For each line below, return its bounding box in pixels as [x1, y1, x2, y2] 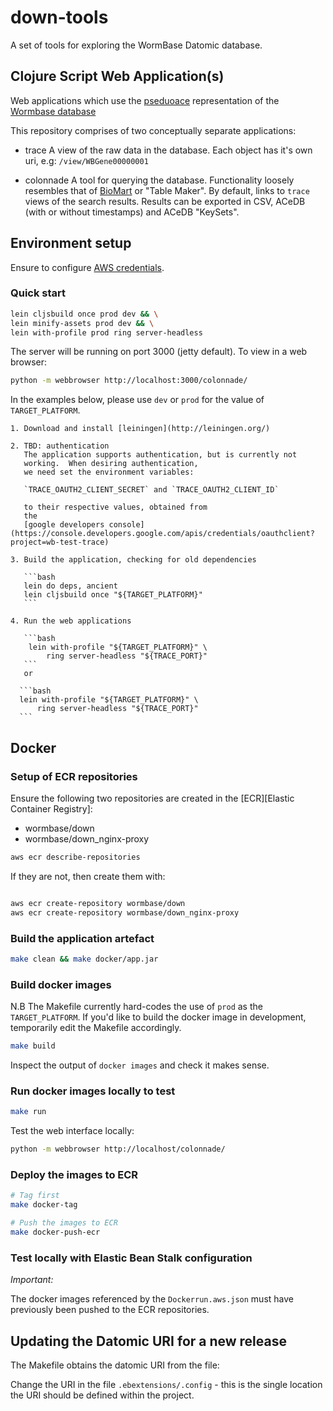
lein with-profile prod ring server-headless [10, 327, 203, 338]
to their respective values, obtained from [23, 502, 208, 513]
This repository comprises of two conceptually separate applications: [10, 124, 297, 136]
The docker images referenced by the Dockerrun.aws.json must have [10, 1293, 294, 1305]
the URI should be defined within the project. [10, 1389, 195, 1401]
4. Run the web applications [10, 616, 132, 626]
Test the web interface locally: [10, 1125, 135, 1137]
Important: [10, 1274, 54, 1286]
